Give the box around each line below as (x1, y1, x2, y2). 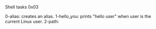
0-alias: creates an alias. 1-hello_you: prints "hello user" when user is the (5, 14, 152, 19)
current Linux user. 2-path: (5, 19, 59, 24)
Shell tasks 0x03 (5, 4, 39, 10)
